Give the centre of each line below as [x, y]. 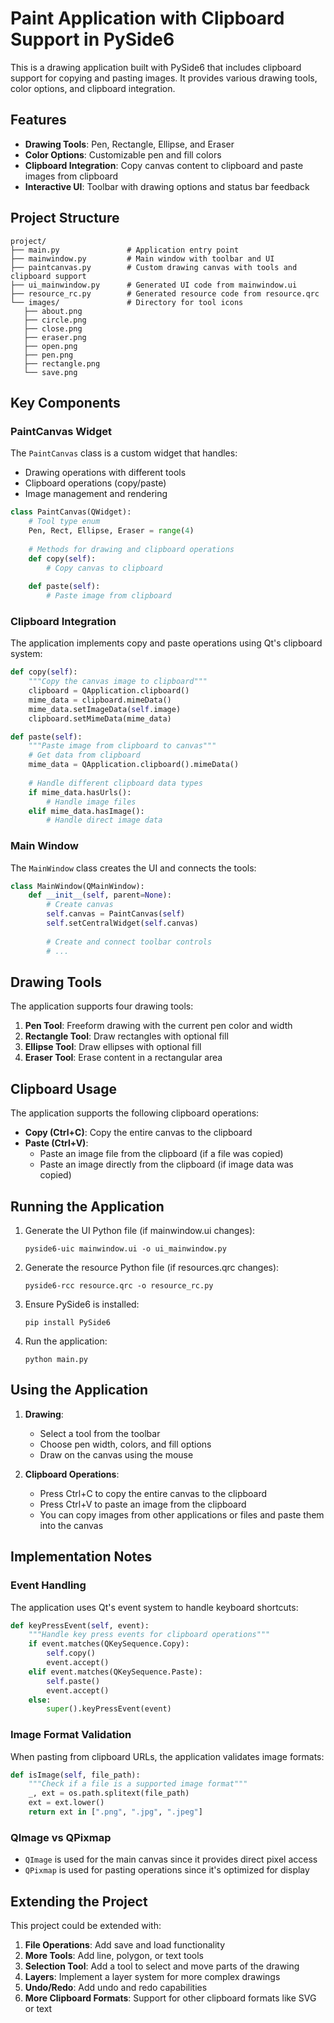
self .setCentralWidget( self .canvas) [122, 923]
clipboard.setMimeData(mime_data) [100, 718]
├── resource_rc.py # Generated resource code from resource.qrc [165, 293]
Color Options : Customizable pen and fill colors [123, 154]
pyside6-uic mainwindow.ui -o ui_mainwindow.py [125, 1249]
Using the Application [79, 1390]
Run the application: [66, 1341]
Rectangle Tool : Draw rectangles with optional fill [126, 1036]
